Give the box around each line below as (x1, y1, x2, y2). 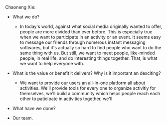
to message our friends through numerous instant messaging (19, 39, 146, 45)
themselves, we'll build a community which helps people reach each (19, 91, 161, 96)
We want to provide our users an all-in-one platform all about (19, 80, 146, 86)
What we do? (12, 14, 40, 19)
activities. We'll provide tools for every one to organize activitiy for (19, 85, 156, 91)
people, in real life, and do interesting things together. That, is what (19, 55, 158, 61)
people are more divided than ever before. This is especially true (19, 29, 153, 34)
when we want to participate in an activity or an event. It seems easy (19, 34, 161, 40)
